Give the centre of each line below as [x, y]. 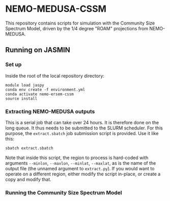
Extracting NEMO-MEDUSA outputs [50, 111]
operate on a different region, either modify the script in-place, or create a [83, 174]
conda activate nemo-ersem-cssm [39, 94]
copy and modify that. [29, 179]
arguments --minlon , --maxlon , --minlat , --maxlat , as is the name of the [81, 163]
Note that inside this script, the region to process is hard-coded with [77, 158]
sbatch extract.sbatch [29, 148]
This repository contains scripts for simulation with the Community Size [80, 23]
